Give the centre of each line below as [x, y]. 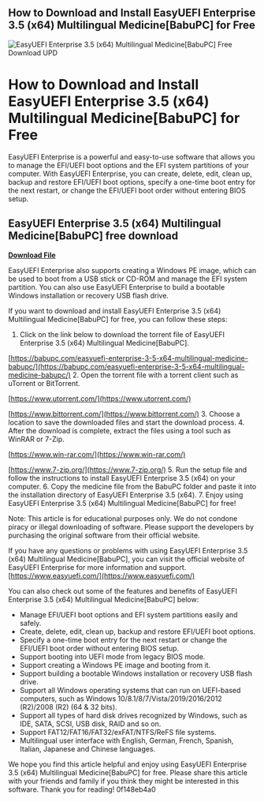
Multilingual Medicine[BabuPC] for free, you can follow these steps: [118, 319]
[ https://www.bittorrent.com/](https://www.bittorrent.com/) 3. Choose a [124, 414]
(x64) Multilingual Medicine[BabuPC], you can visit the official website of [126, 559]
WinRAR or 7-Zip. [36, 439]
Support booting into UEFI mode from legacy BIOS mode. [112, 656]
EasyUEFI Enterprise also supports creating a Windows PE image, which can [132, 270]
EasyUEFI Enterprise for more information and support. [97, 567]
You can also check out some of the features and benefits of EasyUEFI [123, 590]
